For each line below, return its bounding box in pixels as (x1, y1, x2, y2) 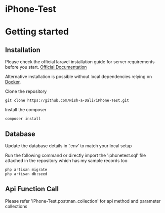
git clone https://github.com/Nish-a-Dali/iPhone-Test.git (5, 98, 129, 103)
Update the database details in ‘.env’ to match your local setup (5, 143, 132, 149)
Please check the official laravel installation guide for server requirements (5, 59, 155, 65)
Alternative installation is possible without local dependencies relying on (5, 74, 152, 80)
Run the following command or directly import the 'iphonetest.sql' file (5, 152, 146, 158)
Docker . (5, 79, 21, 85)
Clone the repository (5, 88, 47, 94)
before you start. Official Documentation (5, 64, 87, 70)
